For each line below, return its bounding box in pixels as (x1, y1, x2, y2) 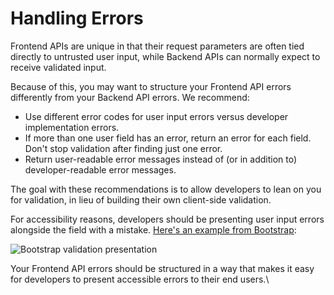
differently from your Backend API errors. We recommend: (10, 91, 250, 103)
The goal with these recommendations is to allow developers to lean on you (10, 183, 322, 195)
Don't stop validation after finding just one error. (24, 142, 223, 154)
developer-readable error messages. (24, 163, 177, 176)
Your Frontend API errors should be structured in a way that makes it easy (10, 262, 315, 274)
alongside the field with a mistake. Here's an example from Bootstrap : (10, 223, 297, 236)
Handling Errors (10, 7, 144, 30)
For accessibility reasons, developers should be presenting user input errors (10, 213, 325, 225)
